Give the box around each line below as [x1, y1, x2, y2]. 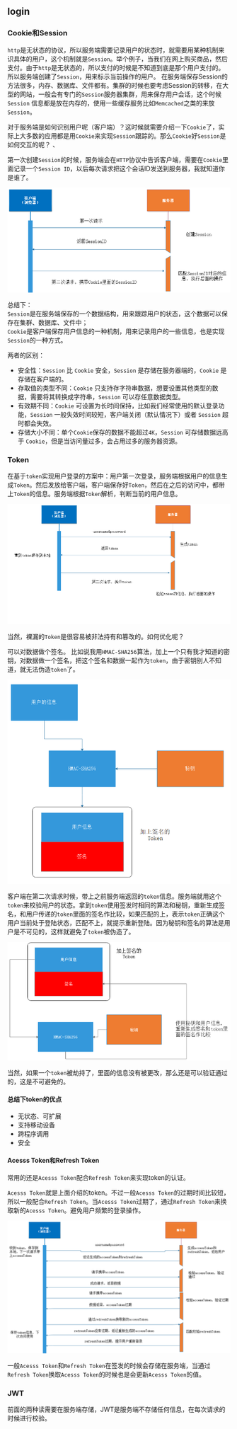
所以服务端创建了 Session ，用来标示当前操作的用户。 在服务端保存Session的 [7, 72, 229, 81]
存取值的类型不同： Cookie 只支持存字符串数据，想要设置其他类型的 [17, 384, 212, 392]
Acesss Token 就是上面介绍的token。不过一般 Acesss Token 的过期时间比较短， [7, 1188, 230, 1197]
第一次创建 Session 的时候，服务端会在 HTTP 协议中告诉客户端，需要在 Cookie [7, 155, 223, 163]
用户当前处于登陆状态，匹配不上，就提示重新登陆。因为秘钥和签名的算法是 [7, 918, 224, 926]
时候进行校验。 [7, 1414, 51, 1423]
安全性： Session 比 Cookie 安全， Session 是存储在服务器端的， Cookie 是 [17, 366, 227, 374]
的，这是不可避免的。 [7, 1077, 69, 1086]
